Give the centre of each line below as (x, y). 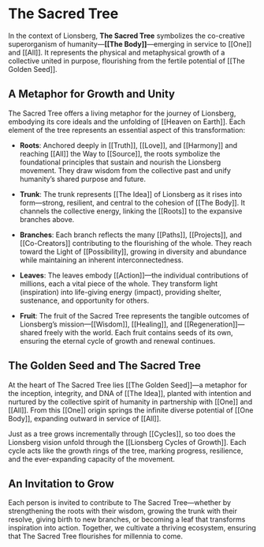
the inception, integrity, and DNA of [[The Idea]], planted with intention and (130, 393)
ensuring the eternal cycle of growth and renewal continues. (117, 341)
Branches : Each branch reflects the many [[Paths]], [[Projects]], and (131, 235)
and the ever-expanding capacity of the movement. (92, 458)
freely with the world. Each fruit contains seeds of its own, (139, 332)
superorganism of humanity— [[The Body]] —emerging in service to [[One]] (130, 43)
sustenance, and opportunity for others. (84, 300)
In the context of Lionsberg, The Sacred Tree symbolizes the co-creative (127, 36)
